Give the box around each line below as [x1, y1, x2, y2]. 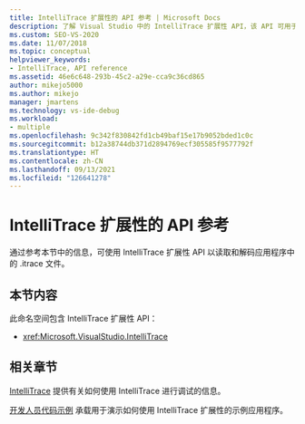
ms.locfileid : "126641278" [9, 173, 112, 182]
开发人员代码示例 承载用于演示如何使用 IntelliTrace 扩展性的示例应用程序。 [9, 404, 289, 415]
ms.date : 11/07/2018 [9, 38, 88, 48]
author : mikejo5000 [9, 81, 84, 90]
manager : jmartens [9, 97, 79, 107]
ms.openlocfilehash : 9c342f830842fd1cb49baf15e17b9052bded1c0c [9, 131, 254, 140]
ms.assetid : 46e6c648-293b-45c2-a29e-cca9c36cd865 [9, 72, 205, 82]
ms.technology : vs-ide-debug [9, 106, 120, 115]
